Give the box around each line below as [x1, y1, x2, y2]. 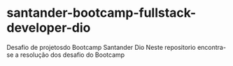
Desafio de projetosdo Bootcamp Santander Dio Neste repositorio [6, 43, 197, 51]
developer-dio [6, 20, 91, 36]
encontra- [197, 43, 227, 51]
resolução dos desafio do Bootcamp [20, 51, 125, 59]
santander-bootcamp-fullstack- [6, 5, 197, 21]
